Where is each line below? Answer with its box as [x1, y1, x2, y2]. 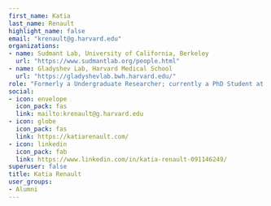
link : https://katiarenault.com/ [15, 132, 129, 140]
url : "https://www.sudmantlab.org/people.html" [15, 58, 181, 66]
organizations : [8, 42, 60, 50]
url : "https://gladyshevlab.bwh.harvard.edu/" [15, 72, 177, 80]
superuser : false [8, 163, 68, 171]
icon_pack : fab [15, 148, 68, 156]
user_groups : [8, 178, 53, 187]
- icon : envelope [8, 95, 68, 103]
